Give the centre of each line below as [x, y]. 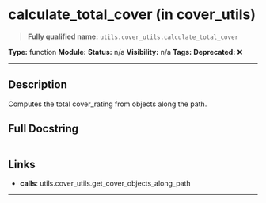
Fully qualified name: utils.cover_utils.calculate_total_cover [133, 36]
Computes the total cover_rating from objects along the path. [108, 104]
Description [38, 85]
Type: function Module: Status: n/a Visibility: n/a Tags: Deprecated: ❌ [125, 52]
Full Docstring [44, 129]
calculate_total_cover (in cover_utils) [132, 15]
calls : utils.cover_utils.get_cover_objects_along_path [105, 183]
